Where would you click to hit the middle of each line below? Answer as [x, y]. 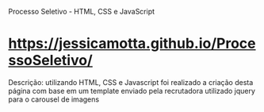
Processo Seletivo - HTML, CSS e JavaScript [82, 12]
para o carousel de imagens [54, 99]
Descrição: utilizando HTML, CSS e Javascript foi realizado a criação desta [131, 82]
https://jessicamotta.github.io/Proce [132, 44]
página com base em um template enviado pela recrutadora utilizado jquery [132, 91]
